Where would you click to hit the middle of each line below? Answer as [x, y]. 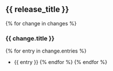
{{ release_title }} [37, 10]
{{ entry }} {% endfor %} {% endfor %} [61, 62]
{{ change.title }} [30, 38]
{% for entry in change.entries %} [46, 51]
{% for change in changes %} [41, 23]
